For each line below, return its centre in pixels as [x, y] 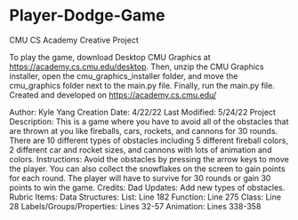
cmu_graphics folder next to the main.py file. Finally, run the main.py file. [142, 85]
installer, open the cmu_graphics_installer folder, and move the [124, 75]
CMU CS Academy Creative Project [74, 40]
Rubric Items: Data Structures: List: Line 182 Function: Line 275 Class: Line [145, 197]
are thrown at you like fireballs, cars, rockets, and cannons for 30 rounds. [144, 130]
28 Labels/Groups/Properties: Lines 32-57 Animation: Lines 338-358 [135, 206]
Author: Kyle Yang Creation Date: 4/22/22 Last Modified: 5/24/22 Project [142, 112]
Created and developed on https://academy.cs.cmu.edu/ [113, 95]
